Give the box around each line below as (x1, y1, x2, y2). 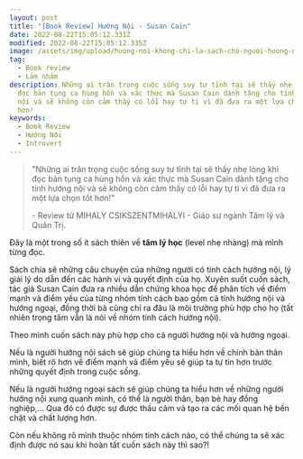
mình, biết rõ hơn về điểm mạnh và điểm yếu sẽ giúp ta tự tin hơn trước (9, 356, 272, 367)
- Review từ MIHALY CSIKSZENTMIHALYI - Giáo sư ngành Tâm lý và (31, 209, 285, 221)
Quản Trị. (31, 219, 66, 230)
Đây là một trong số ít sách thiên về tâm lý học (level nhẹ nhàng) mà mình (9, 236, 284, 248)
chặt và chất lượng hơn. (9, 412, 97, 423)
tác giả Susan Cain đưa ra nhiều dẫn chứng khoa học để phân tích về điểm (9, 283, 287, 294)
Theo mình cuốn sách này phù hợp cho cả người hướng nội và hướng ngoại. (9, 329, 290, 340)
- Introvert (17, 139, 63, 148)
